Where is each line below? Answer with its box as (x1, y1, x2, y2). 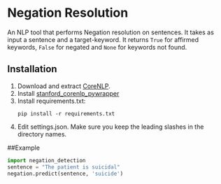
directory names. (17, 129, 67, 138)
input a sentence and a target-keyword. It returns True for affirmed (7, 35, 199, 43)
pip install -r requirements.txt (17, 110, 115, 117)
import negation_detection (7, 157, 86, 164)
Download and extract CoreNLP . (17, 82, 110, 90)
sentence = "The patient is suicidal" (7, 163, 120, 171)
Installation (7, 63, 57, 75)
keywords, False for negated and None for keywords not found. (7, 43, 187, 51)
